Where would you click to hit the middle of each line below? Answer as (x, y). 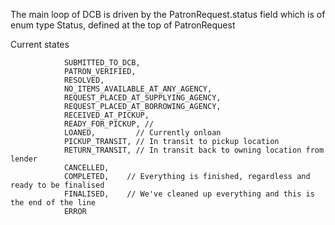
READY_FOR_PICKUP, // (109, 124)
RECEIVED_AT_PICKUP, (106, 115)
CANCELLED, (86, 168)
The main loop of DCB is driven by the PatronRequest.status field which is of (168, 14)
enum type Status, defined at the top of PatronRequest (123, 25)
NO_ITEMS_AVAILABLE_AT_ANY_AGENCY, (138, 89)
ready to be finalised (57, 185)
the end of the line (53, 203)
